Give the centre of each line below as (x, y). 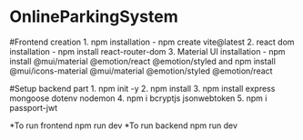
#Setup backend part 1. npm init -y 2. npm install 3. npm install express (142, 88)
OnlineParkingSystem (94, 17)
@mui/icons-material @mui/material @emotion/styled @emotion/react (141, 71)
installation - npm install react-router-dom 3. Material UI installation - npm (147, 51)
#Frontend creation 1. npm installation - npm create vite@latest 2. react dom (152, 42)
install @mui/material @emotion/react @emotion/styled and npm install (142, 61)
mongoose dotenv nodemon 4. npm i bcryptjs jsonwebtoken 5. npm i (138, 98)
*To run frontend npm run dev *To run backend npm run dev (124, 125)
